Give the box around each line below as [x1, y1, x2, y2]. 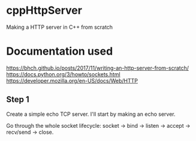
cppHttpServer [6, 4, 83, 17]
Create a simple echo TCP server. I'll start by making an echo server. [6, 110, 176, 118]
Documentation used [6, 44, 113, 58]
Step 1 [6, 94, 30, 105]
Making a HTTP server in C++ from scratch [6, 23, 113, 31]
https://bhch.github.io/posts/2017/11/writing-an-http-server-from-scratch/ [6, 64, 189, 71]
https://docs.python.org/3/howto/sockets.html [6, 70, 121, 78]
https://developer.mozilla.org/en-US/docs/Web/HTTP [6, 77, 138, 84]
